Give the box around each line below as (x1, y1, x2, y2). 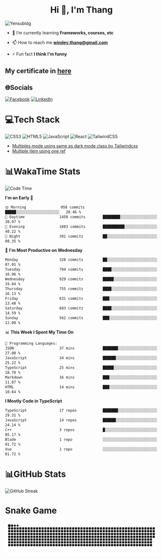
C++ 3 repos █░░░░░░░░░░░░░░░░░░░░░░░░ (5, 427, 158, 432)
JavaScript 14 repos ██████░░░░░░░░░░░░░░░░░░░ (5, 418, 158, 423)
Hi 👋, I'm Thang (50, 4, 113, 16)
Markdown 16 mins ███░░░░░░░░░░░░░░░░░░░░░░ (5, 375, 158, 380)
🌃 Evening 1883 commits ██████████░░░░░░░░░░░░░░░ (5, 224, 158, 230)
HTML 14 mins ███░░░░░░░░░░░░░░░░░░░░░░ (5, 385, 158, 390)
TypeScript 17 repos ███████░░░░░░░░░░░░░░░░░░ (5, 408, 158, 413)
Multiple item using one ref (12, 148, 66, 154)
